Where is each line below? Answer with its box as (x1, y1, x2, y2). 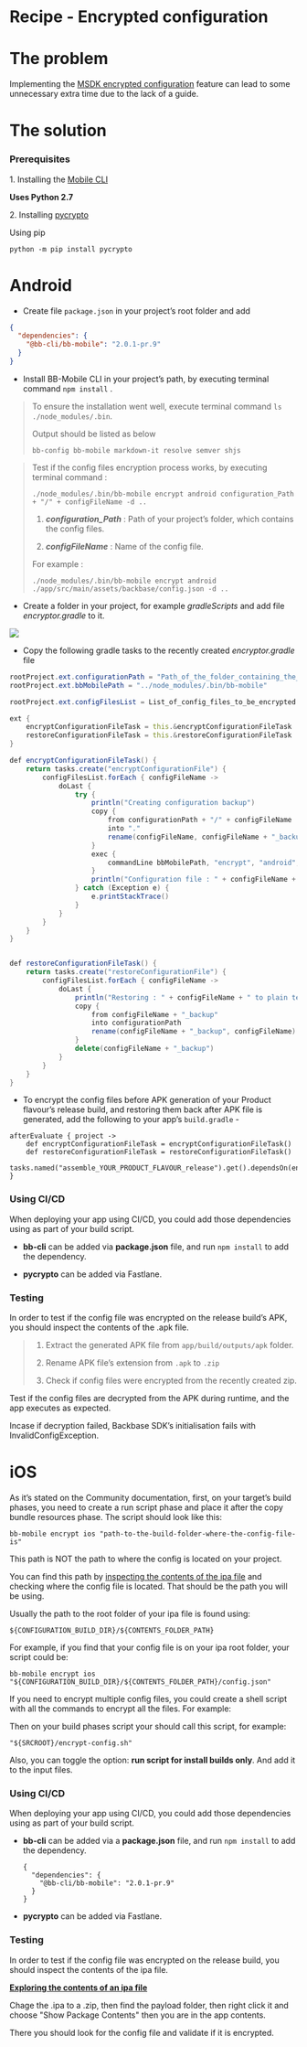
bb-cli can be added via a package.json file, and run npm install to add (22, 1836, 296, 1847)
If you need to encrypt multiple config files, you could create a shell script (9, 1693, 288, 1704)
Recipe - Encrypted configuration (9, 6, 269, 27)
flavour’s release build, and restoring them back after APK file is (22, 1104, 263, 1115)
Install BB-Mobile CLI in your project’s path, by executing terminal (22, 373, 270, 384)
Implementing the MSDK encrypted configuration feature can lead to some (9, 79, 291, 90)
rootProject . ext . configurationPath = (9, 672, 153, 681)
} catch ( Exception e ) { (74, 884, 170, 893)
